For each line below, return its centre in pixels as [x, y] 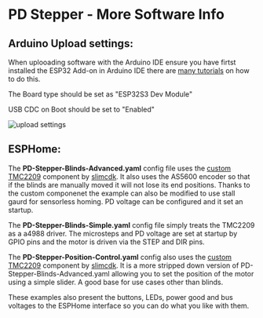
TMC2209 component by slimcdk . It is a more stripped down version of [124, 265]
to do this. [24, 79]
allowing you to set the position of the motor [183, 273]
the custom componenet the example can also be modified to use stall [122, 193]
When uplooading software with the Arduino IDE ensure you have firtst [122, 62]
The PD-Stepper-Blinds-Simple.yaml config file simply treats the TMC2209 [131, 225]
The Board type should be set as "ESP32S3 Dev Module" [100, 94]
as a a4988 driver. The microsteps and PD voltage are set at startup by [123, 233]
